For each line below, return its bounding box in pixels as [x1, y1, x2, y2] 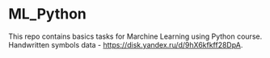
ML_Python [8, 5, 87, 23]
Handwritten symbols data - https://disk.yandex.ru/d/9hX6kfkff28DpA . [8, 39, 243, 49]
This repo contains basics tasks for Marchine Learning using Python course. [8, 31, 263, 41]
